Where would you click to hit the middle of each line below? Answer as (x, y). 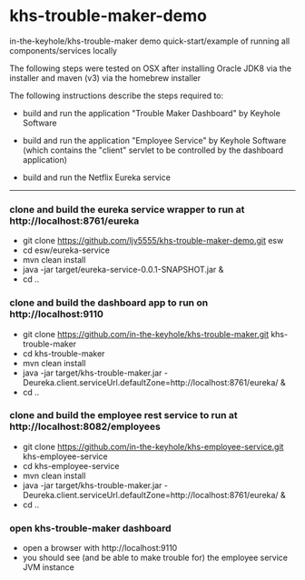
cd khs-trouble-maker (64, 353)
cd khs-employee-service (71, 465)
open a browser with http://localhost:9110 (100, 548)
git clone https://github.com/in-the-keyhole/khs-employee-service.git (153, 446)
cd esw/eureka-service (66, 250)
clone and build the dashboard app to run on (109, 303)
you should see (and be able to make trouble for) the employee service (155, 558)
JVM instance (49, 567)
